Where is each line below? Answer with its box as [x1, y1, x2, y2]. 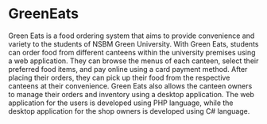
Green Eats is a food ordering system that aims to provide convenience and [8, 31, 255, 40]
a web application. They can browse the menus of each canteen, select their [8, 56, 259, 66]
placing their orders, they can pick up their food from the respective [8, 73, 230, 82]
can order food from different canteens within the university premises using [8, 47, 256, 57]
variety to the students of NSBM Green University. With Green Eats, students [8, 39, 259, 48]
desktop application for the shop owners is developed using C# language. [8, 106, 250, 115]
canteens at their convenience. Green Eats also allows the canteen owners [8, 81, 253, 91]
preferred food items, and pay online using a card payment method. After [8, 64, 248, 73]
